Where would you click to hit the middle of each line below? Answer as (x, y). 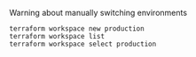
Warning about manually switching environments (98, 13)
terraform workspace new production (77, 29)
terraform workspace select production (83, 44)
